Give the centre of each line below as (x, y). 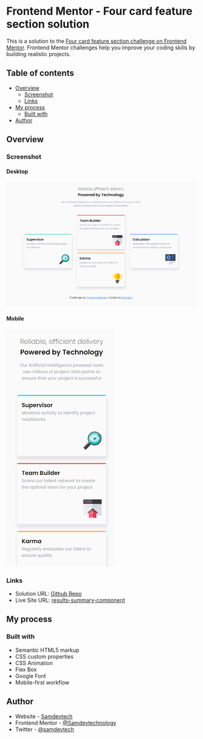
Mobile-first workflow (42, 682)
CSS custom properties (44, 656)
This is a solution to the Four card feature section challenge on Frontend (97, 41)
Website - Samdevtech (44, 716)
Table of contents (40, 73)
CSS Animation (34, 663)
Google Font (31, 676)
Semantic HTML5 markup (47, 650)
